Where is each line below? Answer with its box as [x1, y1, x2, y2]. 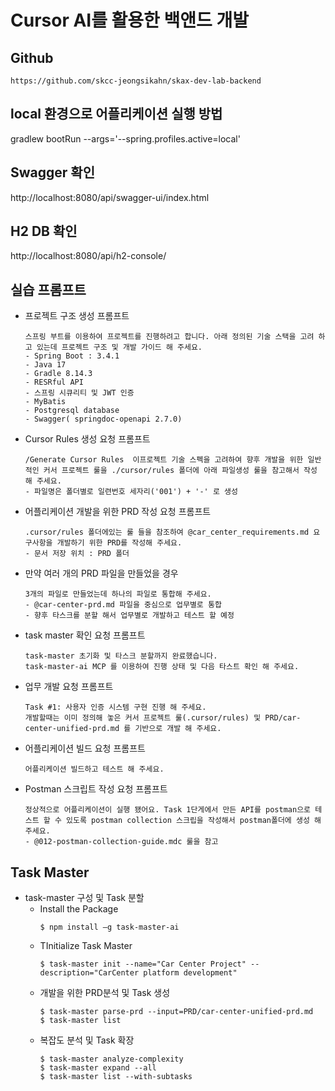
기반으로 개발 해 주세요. [134, 724, 222, 734]
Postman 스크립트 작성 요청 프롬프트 [24, 783, 168, 795]
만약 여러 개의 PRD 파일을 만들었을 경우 [24, 567, 179, 580]
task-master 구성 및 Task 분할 [24, 892, 145, 904]
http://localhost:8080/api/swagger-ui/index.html [10, 191, 210, 203]
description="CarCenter [39, 968, 140, 978]
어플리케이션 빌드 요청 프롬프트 [24, 742, 146, 755]
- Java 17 [24, 360, 67, 370]
